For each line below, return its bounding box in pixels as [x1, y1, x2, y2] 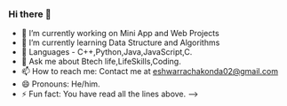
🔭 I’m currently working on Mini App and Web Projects [20, 28, 219, 39]
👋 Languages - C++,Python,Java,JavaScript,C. [20, 47, 193, 57]
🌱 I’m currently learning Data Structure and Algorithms [20, 37, 220, 48]
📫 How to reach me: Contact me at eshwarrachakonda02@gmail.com [20, 66, 279, 77]
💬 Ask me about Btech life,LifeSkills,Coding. [20, 57, 181, 67]
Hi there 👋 [8, 8, 52, 20]
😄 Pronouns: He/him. [20, 79, 100, 89]
